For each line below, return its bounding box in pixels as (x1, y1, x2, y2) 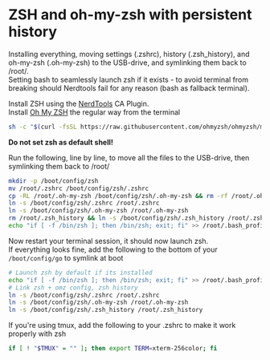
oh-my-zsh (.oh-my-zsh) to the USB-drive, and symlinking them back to (8, 58, 247, 67)
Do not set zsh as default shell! (8, 137, 114, 147)
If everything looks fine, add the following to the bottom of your (8, 245, 219, 254)
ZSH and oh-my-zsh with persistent (8, 6, 252, 24)
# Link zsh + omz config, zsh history (8, 283, 138, 292)
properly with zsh (8, 329, 67, 338)
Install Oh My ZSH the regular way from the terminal (8, 107, 181, 117)
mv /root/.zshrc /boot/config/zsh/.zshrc (8, 184, 149, 192)
